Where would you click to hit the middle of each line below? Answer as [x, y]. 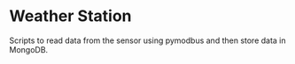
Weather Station [70, 16]
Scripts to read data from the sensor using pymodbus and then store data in [147, 40]
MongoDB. [29, 49]
